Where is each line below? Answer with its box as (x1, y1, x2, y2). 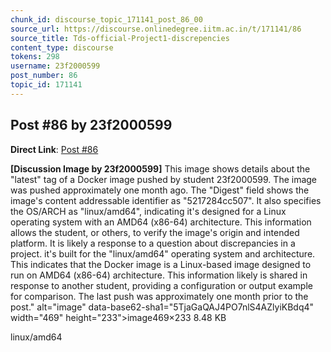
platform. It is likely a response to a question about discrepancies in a (10, 237, 296, 249)
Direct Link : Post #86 (10, 143, 99, 155)
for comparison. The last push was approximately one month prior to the (10, 290, 309, 302)
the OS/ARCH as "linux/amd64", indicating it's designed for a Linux (10, 205, 287, 217)
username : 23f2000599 (10, 61, 101, 71)
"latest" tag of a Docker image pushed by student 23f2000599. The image (10, 173, 318, 185)
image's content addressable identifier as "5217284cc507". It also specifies (10, 194, 322, 206)
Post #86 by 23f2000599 (10, 117, 173, 134)
